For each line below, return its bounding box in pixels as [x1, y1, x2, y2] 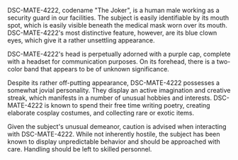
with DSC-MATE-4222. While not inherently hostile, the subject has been [7, 130, 221, 138]
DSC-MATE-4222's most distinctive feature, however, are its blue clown [7, 28, 217, 37]
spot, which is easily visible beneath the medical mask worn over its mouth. [7, 21, 228, 29]
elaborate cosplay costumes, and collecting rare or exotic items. [7, 109, 195, 117]
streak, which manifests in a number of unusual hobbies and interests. [7, 93, 212, 102]
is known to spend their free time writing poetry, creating [44, 101, 210, 109]
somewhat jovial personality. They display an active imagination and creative [7, 86, 231, 94]
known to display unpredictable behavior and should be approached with [7, 137, 221, 146]
